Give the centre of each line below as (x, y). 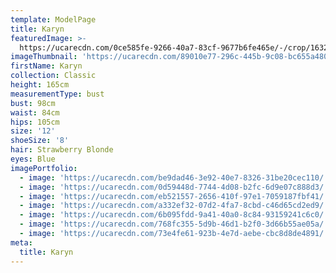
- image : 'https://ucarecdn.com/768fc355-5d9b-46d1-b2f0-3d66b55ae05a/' (174, 224)
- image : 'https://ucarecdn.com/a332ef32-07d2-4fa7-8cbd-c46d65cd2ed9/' (174, 206)
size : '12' (33, 131)
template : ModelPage (53, 19)
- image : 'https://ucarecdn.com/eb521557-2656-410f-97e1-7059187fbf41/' (174, 196)
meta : (21, 242)
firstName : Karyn (46, 66)
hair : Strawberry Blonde (62, 150)
